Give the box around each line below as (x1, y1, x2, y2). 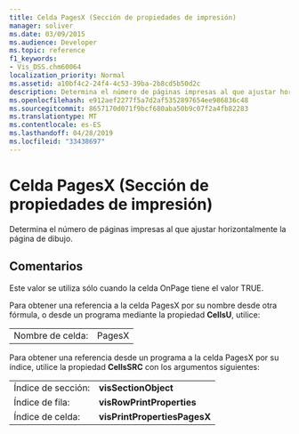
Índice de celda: (13, 410, 81, 422)
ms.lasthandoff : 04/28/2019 (9, 129, 114, 138)
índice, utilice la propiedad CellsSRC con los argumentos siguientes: (9, 361, 260, 372)
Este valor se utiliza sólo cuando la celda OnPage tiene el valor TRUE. (9, 282, 264, 293)
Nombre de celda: (13, 329, 89, 342)
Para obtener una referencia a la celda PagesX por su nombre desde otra (9, 300, 278, 310)
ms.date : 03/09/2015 (9, 29, 86, 38)
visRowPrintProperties (98, 396, 197, 408)
